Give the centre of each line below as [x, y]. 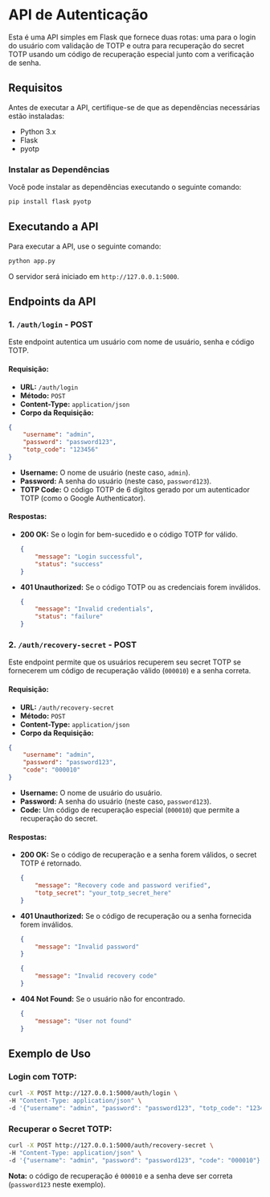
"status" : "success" [69, 564]
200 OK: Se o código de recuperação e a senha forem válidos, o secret [138, 855]
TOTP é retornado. [51, 863]
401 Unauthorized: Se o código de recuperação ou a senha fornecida [135, 915]
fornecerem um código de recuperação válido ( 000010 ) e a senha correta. [130, 671]
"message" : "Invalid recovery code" [96, 976]
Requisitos [35, 88]
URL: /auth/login [49, 387]
